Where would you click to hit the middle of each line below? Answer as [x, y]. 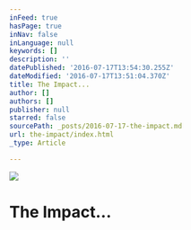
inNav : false [34, 34]
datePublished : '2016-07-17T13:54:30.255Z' [92, 68]
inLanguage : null [42, 43]
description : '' [39, 59]
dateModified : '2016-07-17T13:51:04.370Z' [90, 76]
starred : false [38, 118]
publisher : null [39, 110]
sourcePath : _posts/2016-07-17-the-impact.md [95, 127]
